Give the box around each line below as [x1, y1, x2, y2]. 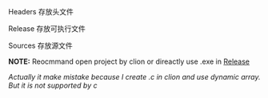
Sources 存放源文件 [8, 41, 74, 50]
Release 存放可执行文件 [8, 24, 86, 33]
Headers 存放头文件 [8, 7, 74, 16]
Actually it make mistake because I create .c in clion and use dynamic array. [8, 73, 262, 81]
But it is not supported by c [8, 80, 98, 90]
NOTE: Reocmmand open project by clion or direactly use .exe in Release [8, 57, 250, 66]
